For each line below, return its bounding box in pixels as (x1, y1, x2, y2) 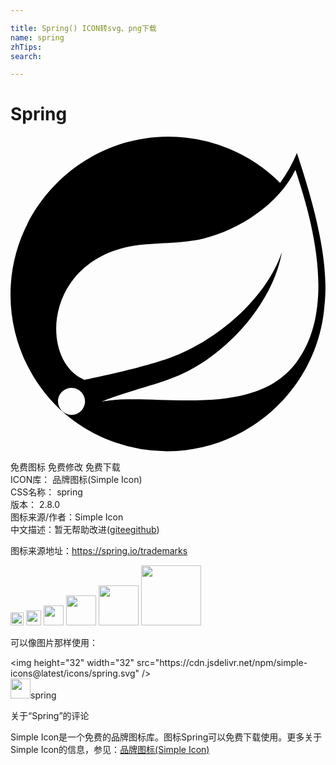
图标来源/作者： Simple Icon (10, 511, 124, 523)
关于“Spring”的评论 (10, 710, 90, 722)
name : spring (10, 32, 65, 43)
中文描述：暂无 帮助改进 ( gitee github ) (10, 524, 160, 536)
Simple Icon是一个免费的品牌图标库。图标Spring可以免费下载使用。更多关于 (10, 731, 323, 743)
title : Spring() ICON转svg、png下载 (10, 23, 157, 33)
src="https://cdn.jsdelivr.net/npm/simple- (136, 657, 308, 669)
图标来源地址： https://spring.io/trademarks (10, 545, 188, 557)
